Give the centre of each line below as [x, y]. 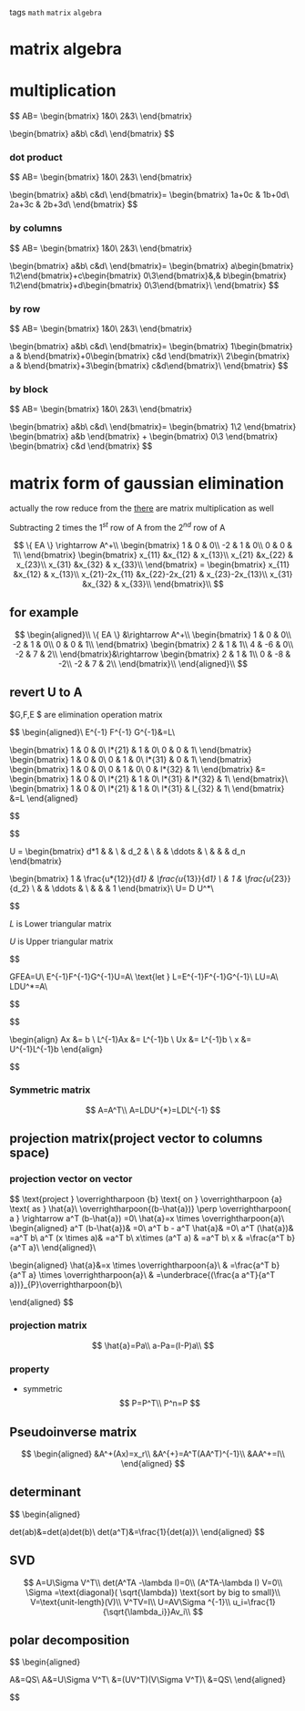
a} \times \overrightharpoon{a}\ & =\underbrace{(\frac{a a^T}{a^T [152, 1274]
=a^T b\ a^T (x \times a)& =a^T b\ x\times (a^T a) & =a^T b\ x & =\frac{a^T [147, 1238]
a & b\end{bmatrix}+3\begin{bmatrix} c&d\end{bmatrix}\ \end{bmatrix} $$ [149, 366]
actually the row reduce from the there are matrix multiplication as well [142, 508]
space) [30, 1153]
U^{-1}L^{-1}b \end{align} [56, 1049]
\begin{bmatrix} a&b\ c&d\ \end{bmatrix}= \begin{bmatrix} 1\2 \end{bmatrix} [153, 427]
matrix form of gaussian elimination [147, 483]
